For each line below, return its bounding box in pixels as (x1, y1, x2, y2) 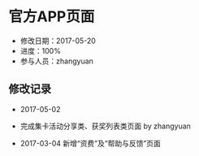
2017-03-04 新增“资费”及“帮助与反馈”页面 (19, 138, 161, 148)
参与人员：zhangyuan (19, 56, 93, 66)
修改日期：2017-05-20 (19, 36, 96, 45)
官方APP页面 (8, 7, 95, 26)
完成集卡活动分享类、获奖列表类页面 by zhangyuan (19, 121, 191, 131)
